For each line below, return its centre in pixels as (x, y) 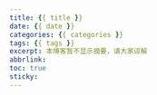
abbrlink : (28, 60)
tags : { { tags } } (42, 43)
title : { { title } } (46, 18)
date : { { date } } (42, 26)
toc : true (28, 69)
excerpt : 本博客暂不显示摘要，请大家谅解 (78, 52)
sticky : (24, 77)
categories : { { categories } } (67, 34)
